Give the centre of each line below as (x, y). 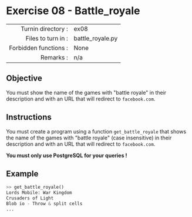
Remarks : (54, 57)
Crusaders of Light (30, 198)
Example (22, 174)
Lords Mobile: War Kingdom (39, 193)
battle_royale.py (96, 38)
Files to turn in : (47, 38)
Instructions (29, 117)
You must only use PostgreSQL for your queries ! (67, 155)
